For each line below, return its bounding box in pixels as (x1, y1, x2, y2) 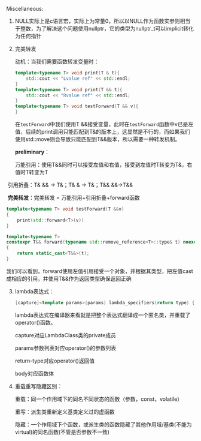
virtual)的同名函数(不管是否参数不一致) (14, 428, 109, 436)
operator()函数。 (14, 319, 56, 326)
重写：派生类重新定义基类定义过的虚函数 (14, 408, 115, 415)
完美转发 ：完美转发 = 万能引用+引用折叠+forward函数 (7, 194, 141, 201)
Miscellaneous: (6, 5, 44, 12)
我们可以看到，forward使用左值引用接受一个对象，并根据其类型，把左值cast (6, 267, 193, 275)
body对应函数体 (14, 370, 54, 377)
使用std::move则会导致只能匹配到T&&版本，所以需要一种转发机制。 (14, 136, 181, 143)
